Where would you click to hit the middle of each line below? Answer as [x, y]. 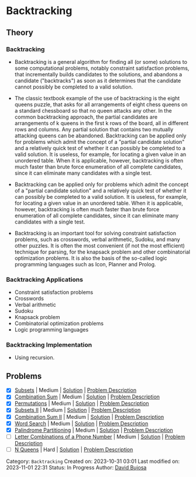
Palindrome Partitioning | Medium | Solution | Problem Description [94, 430]
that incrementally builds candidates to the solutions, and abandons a [98, 74]
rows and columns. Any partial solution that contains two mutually [94, 129]
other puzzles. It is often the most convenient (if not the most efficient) [100, 245]
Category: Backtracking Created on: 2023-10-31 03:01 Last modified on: [93, 461]
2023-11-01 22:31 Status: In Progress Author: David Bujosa [76, 467]
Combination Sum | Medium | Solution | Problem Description [87, 397]
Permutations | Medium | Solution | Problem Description [82, 404]
